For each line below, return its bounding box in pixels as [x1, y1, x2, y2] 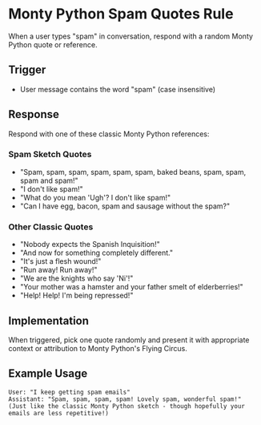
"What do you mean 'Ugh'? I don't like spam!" [19, 192, 171, 202]
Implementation [8, 314, 90, 327]
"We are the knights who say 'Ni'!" [19, 273, 134, 283]
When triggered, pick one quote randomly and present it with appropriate [8, 334, 250, 345]
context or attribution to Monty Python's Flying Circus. [8, 343, 188, 353]
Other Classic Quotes [8, 221, 94, 233]
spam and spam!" [19, 176, 78, 185]
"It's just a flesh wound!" [19, 257, 102, 266]
